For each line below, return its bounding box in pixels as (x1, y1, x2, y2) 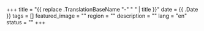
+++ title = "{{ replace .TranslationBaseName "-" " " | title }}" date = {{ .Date (6, 6, 198, 13)
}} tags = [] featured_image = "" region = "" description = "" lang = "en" (6, 12, 187, 19)
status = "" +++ (6, 19, 46, 26)
